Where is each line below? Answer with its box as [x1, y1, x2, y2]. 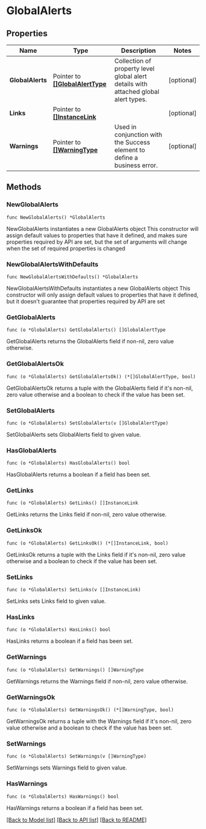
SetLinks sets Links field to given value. [6, 597, 106, 605]
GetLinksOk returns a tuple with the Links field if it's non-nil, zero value [6, 551, 186, 558]
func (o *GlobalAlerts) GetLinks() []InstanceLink [6, 500, 139, 507]
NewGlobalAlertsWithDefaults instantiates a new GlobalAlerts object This [6, 284, 191, 292]
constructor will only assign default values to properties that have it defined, [6, 291, 199, 298]
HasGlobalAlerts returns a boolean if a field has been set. [6, 471, 151, 478]
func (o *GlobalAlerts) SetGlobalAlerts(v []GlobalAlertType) [6, 420, 169, 426]
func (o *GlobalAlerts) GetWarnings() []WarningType [6, 667, 144, 673]
